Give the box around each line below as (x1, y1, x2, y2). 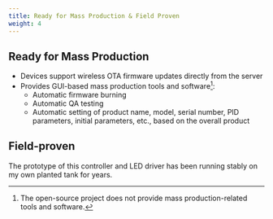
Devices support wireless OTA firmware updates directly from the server (19, 71, 263, 81)
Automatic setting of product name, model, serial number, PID (32, 107, 240, 116)
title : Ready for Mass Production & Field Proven (8, 11, 180, 20)
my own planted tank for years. (8, 169, 113, 179)
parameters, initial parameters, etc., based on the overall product (32, 116, 250, 125)
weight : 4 (8, 20, 42, 28)
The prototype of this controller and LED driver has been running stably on (8, 160, 258, 171)
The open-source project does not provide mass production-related (19, 193, 248, 203)
